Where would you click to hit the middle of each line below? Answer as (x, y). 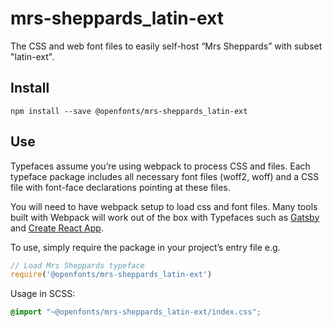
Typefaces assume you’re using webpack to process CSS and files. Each (160, 166)
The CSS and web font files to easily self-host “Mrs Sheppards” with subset (166, 46)
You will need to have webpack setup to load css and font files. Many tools (164, 206)
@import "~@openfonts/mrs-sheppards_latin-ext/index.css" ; (136, 312)
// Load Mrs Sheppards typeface (77, 265)
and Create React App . (57, 228)
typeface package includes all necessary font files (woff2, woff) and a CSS (165, 176)
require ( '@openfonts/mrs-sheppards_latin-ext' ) (111, 275)
